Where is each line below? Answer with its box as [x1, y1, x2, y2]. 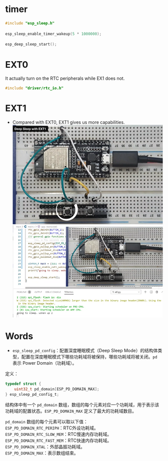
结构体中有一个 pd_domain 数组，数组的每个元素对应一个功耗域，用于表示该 [5, 401, 159, 407]
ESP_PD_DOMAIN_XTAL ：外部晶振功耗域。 [5, 443, 85, 449]
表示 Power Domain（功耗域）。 [12, 360, 77, 366]
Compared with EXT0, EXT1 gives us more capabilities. [12, 119, 125, 125]
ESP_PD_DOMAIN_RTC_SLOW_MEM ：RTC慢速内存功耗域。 [5, 431, 111, 437]
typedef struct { [5, 381, 41, 387]
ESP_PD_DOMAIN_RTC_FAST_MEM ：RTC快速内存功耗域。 [5, 437, 111, 443]
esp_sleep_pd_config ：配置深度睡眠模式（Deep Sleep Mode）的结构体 [12, 348, 158, 354]
